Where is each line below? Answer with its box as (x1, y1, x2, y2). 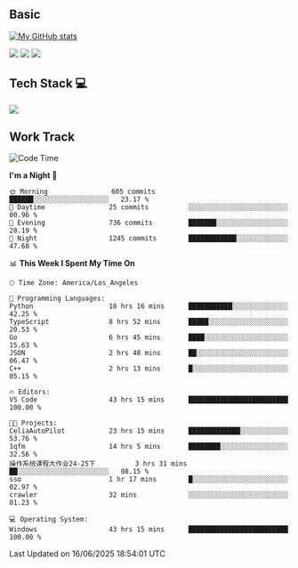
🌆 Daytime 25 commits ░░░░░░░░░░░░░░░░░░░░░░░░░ (9, 203, 289, 212)
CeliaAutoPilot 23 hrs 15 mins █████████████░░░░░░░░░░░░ (9, 426, 289, 435)
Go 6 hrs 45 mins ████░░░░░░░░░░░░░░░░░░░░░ (9, 333, 289, 342)
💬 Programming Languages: (9, 294, 105, 304)
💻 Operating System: (9, 515, 89, 524)
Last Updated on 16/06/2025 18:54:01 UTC (9, 548, 166, 559)
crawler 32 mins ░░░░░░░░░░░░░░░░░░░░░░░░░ (9, 491, 289, 499)
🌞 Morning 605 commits (9, 187, 156, 197)
